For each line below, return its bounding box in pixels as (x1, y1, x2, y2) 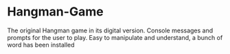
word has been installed (7, 40, 75, 49)
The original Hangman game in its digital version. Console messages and (7, 26, 214, 34)
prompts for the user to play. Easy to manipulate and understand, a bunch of (7, 33, 223, 41)
